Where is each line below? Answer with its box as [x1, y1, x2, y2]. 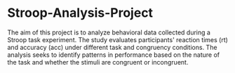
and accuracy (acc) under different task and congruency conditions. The [7, 43, 217, 51]
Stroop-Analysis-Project [7, 5, 153, 21]
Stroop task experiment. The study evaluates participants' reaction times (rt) [7, 35, 228, 44]
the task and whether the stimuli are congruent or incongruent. [7, 58, 189, 66]
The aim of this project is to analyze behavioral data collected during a [7, 28, 210, 36]
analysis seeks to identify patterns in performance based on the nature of [7, 51, 220, 59]
